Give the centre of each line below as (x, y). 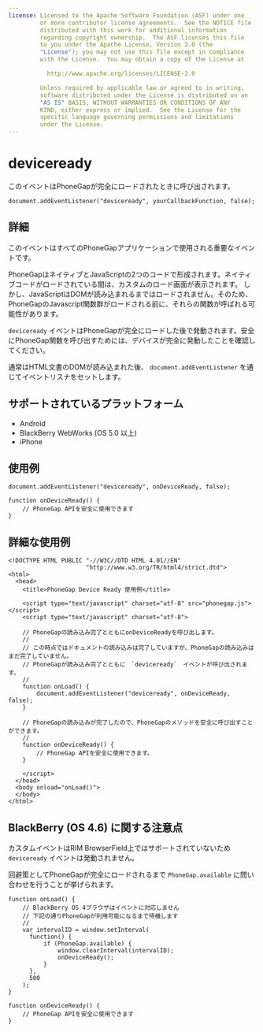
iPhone (31, 441)
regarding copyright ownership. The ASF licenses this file (142, 37)
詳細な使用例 (39, 542)
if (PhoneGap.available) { (87, 944)
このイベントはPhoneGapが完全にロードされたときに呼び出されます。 (121, 186)
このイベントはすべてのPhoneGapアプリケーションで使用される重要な (121, 247)
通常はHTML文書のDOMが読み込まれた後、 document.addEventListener (123, 366)
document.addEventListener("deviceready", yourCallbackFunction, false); (132, 201)
